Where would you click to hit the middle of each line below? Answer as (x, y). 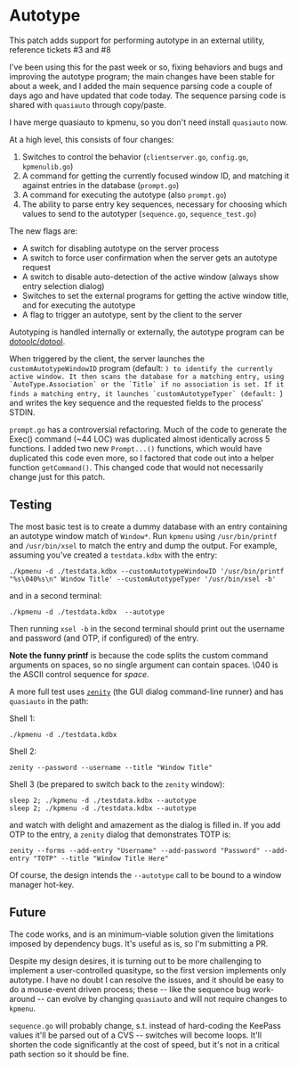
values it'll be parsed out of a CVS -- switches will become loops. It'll (136, 1035)
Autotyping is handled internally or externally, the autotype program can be (147, 332)
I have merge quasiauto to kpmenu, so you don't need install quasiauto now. (149, 122)
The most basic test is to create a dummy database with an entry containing (148, 526)
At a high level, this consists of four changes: (92, 139)
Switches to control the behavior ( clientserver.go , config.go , (135, 156)
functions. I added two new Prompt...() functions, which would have (136, 448)
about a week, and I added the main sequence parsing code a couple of (141, 86)
